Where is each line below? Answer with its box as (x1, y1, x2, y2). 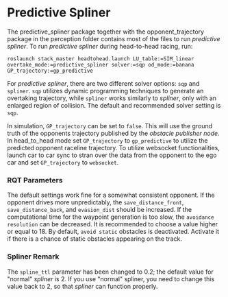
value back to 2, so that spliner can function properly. (7, 282, 158, 290)
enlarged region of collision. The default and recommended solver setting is (7, 101, 221, 109)
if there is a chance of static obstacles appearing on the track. (7, 235, 183, 243)
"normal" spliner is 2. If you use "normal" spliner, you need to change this (7, 274, 215, 283)
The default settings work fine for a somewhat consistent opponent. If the (7, 191, 215, 200)
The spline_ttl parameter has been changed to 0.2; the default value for (7, 268, 214, 276)
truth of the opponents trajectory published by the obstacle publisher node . (7, 129, 220, 137)
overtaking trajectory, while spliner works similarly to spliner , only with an (7, 94, 217, 102)
